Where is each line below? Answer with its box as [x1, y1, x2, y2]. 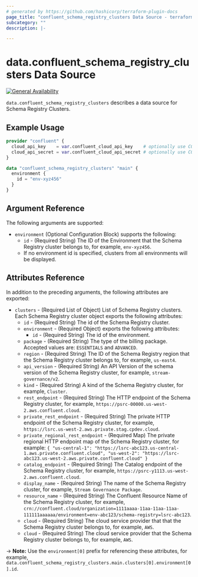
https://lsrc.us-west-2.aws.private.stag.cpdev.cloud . [23, 425, 160, 432]
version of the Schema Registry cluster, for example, [23, 369, 151, 376]
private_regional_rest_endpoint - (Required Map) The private [23, 431, 175, 438]
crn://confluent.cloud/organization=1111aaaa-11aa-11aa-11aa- [23, 506, 180, 512]
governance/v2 [23, 376, 58, 382]
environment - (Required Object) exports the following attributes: [23, 325, 180, 332]
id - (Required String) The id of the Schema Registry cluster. [23, 319, 170, 326]
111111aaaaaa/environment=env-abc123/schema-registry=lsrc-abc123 [23, 512, 190, 518]
